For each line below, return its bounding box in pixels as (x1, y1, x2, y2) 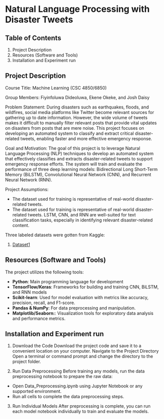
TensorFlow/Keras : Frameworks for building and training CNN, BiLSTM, (12, 284, 159, 290)
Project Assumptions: (5, 186, 49, 192)
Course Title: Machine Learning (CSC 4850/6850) (5, 85, 107, 91)
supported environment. (12, 388, 62, 394)
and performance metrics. (12, 315, 66, 321)
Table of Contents (5, 34, 62, 42)
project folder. (12, 359, 41, 365)
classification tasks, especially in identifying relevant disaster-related (12, 217, 153, 223)
